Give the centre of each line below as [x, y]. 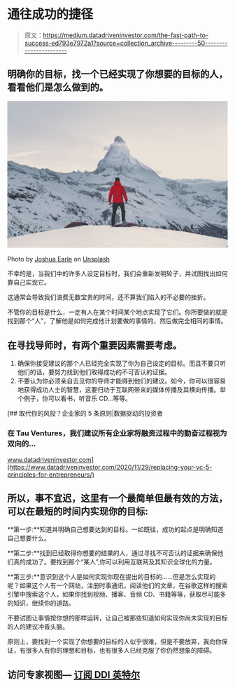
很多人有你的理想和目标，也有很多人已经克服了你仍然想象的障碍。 [120, 651]
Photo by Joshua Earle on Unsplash [59, 259]
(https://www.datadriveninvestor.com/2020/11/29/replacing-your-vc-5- [110, 467]
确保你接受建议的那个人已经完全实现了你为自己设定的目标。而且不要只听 [121, 363]
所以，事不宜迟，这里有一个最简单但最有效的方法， [117, 498]
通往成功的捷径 [50, 14]
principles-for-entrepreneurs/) [51, 475]
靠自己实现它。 [29, 283]
